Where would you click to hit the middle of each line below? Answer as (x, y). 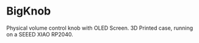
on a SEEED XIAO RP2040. (40, 34)
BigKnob (29, 11)
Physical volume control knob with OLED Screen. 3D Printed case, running (100, 28)
